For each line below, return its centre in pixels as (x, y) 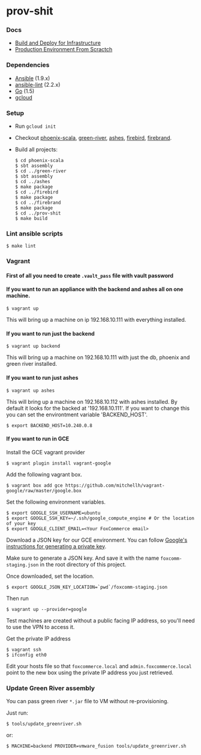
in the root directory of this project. (83, 564)
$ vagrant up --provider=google (46, 609)
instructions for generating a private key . (56, 546)
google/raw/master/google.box (44, 490)
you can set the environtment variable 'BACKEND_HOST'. (77, 415)
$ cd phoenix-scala (39, 161)
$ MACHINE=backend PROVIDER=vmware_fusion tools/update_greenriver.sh (96, 746)
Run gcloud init (35, 126)
